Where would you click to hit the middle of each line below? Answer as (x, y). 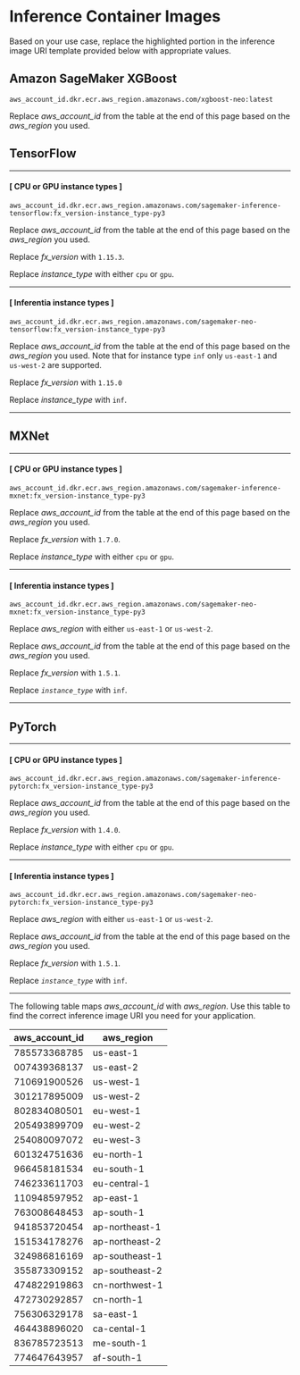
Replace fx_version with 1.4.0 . (65, 830)
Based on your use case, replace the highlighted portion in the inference (142, 41)
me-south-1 (120, 1344)
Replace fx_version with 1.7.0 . (65, 539)
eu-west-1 (117, 1111)
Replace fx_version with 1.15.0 (66, 382)
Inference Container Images (115, 17)
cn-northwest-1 (128, 1286)
